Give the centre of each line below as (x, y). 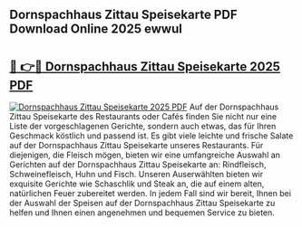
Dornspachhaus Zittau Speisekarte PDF (123, 15)
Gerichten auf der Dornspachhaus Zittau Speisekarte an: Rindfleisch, (138, 165)
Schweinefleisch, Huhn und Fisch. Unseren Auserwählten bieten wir (136, 174)
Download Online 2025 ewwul (96, 29)
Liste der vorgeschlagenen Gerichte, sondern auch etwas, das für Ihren (143, 126)
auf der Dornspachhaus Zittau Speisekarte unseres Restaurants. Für (136, 145)
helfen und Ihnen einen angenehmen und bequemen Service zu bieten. (142, 213)
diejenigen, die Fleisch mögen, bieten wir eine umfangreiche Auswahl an (145, 155)
